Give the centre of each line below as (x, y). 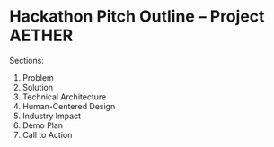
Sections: (27, 60)
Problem (38, 77)
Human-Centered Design (69, 106)
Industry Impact (52, 116)
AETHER (41, 35)
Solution (38, 87)
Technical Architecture (64, 97)
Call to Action (47, 134)
